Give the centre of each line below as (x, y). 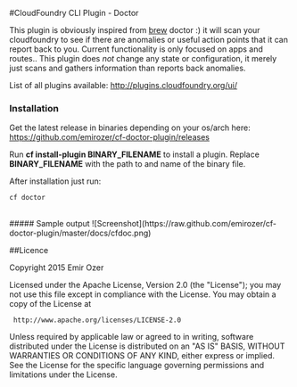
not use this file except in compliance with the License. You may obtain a (143, 294)
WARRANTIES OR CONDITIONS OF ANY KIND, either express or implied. (142, 356)
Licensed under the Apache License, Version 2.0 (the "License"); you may (145, 285)
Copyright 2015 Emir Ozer (57, 268)
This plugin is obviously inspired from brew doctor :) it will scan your (135, 30)
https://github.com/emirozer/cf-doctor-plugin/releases (109, 137)
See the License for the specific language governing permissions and (137, 366)
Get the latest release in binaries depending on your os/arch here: (130, 128)
